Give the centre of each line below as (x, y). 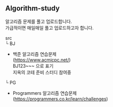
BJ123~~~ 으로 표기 (33, 66)
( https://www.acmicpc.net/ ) (42, 60)
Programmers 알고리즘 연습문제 (45, 93)
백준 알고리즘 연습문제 (35, 54)
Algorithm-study (33, 8)
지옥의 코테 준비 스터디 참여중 (42, 72)
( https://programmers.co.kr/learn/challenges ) (60, 99)
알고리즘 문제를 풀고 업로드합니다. (39, 21)
